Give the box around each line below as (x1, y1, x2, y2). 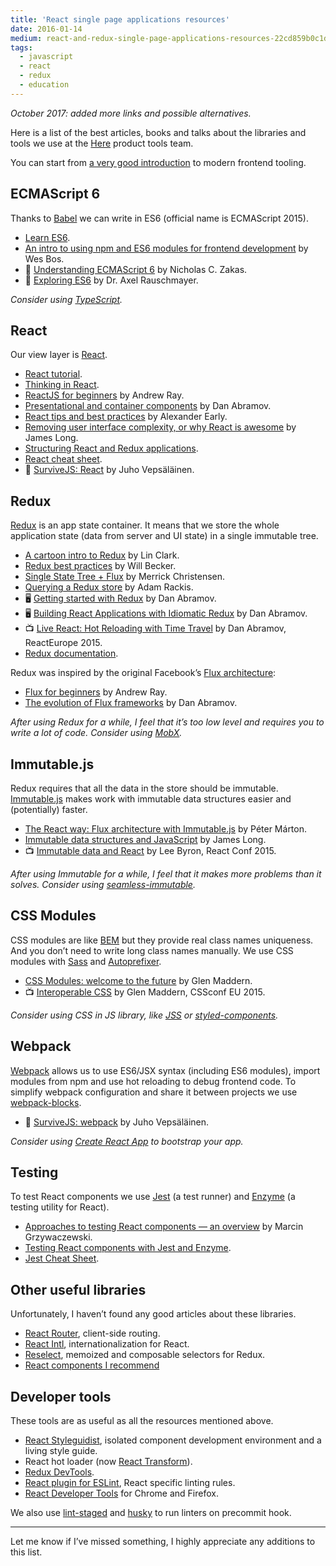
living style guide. (24, 1445, 98, 1457)
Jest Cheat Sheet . (24, 1252, 100, 1265)
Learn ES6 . (24, 231, 71, 243)
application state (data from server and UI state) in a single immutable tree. (10, 530, 319, 542)
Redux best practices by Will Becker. (24, 560, 177, 572)
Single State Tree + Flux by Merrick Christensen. (24, 571, 226, 583)
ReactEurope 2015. (24, 637, 103, 649)
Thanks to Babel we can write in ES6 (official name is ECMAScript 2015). (10, 212, 309, 224)
